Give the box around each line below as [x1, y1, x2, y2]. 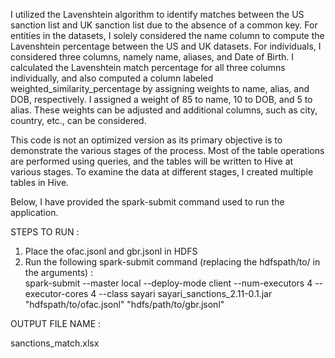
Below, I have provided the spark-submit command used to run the [10, 196, 285, 208]
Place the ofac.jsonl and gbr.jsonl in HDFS [24, 245, 198, 257]
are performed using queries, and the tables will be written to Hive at [10, 155, 294, 167]
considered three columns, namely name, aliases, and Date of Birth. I [10, 51, 295, 63]
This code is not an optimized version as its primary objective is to [10, 134, 283, 146]
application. [10, 207, 59, 218]
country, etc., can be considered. [10, 115, 147, 126]
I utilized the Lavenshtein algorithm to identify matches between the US [10, 9, 305, 20]
